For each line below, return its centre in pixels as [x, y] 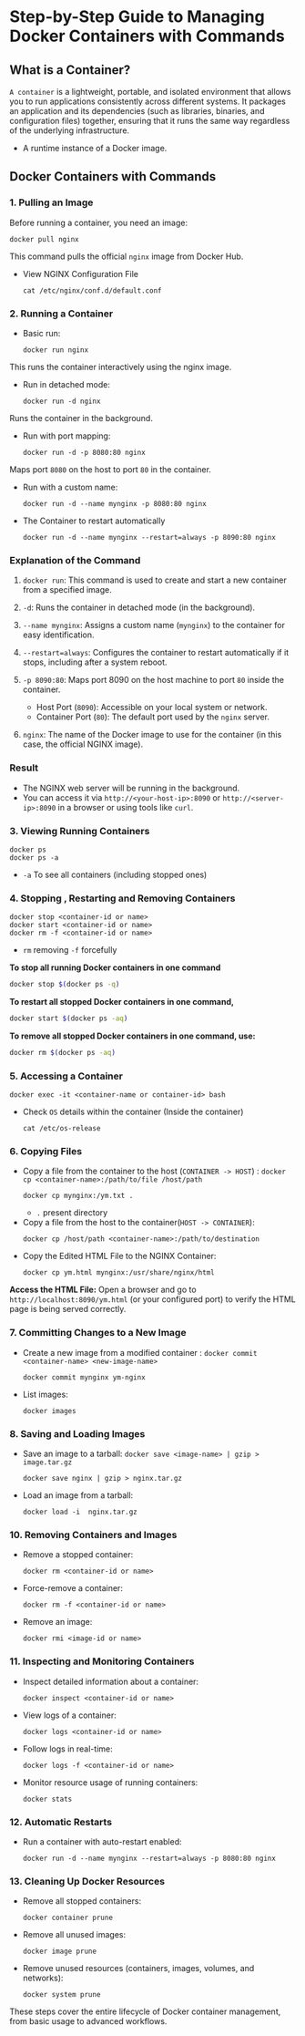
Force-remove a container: [72, 1588]
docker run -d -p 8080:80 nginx [84, 452]
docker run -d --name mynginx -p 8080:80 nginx [114, 503]
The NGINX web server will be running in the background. [131, 788]
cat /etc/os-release [61, 1129]
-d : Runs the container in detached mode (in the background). [139, 607]
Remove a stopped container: [78, 1555]
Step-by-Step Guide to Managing [137, 17]
